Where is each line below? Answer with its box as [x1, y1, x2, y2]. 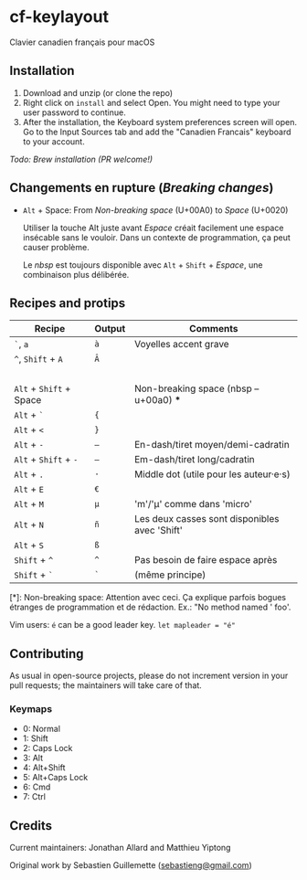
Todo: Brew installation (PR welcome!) [9, 154, 153, 164]
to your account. [22, 135, 85, 147]
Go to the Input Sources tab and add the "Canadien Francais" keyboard [22, 126, 291, 137]
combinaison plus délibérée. [22, 269, 130, 280]
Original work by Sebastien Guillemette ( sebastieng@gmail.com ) [9, 860, 253, 871]
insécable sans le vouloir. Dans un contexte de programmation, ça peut [22, 231, 291, 243]
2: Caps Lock [22, 743, 73, 754]
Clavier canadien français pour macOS [9, 37, 155, 48]
